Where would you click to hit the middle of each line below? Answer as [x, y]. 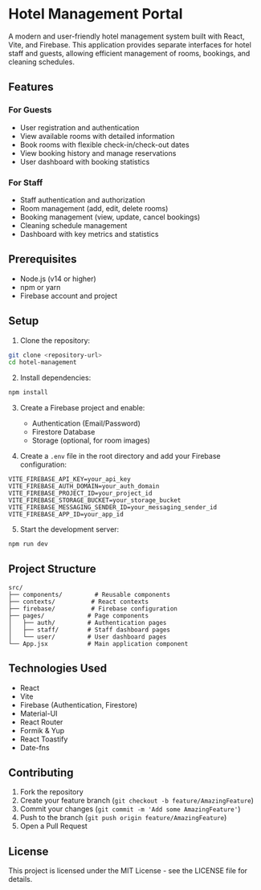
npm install [28, 393]
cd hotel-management [43, 362]
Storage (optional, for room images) [91, 441]
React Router [41, 722]
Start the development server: [69, 529]
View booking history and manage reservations [98, 153]
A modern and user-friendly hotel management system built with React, [126, 36]
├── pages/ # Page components [79, 615]
